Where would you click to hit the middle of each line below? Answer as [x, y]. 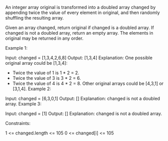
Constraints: [18, 123]
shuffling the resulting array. [35, 18]
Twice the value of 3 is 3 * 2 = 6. [47, 78]
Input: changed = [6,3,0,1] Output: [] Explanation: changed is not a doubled [83, 98]
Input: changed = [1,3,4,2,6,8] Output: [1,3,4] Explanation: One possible [79, 58]
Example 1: [16, 48]
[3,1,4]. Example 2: [32, 89]
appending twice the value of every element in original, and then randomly [82, 13]
